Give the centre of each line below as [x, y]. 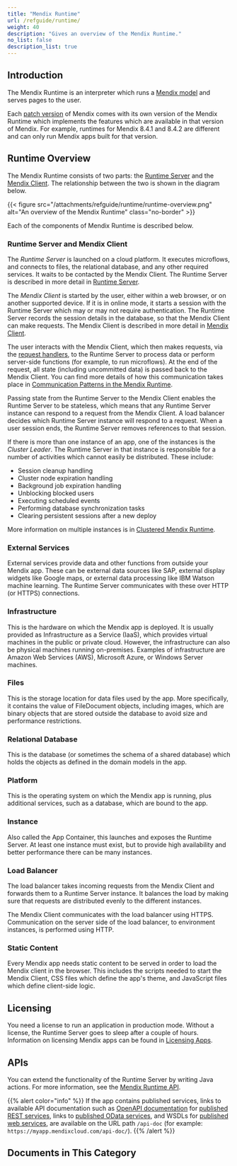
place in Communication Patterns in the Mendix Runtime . [90, 384]
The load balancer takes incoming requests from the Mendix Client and [111, 886]
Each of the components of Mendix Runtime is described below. [100, 225]
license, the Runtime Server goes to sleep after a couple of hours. [103, 1033]
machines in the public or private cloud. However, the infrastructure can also [119, 642]
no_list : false [30, 40]
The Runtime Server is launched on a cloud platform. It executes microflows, [118, 259]
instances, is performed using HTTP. [61, 930]
